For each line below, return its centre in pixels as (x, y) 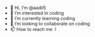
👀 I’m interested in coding (37, 13)
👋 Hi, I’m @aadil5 (28, 8)
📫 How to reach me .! (33, 29)
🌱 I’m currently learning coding (43, 18)
